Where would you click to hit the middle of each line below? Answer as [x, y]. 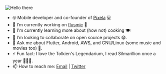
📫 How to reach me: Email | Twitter [49, 66]
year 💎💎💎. [23, 61]
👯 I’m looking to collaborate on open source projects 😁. [70, 37]
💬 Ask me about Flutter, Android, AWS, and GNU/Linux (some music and [86, 43]
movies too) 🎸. [27, 48]
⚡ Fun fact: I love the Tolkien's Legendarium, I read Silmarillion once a [84, 54]
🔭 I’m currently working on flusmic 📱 [50, 25]
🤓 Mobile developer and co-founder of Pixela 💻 [62, 18]
